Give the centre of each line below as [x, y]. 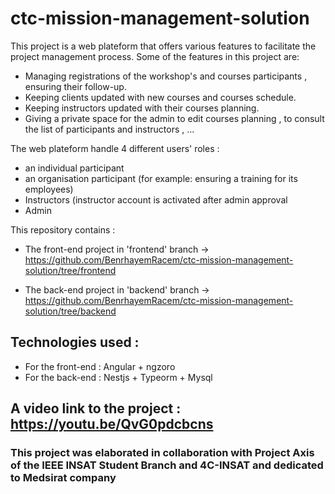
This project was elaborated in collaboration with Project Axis [162, 453]
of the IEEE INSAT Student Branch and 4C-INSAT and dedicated [167, 465]
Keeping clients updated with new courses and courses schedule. [160, 97]
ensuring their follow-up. [75, 86]
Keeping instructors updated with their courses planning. [142, 108]
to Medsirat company [63, 478]
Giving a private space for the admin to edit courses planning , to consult [174, 118]
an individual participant [74, 168]
